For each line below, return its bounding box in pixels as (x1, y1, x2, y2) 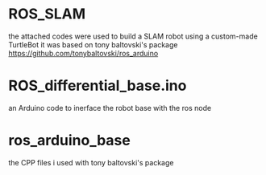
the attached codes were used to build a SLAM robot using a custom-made (8, 31, 258, 41)
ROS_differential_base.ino (8, 77, 187, 95)
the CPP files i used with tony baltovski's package (8, 157, 174, 167)
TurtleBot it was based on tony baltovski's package (8, 39, 178, 49)
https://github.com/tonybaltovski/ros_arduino (8, 48, 159, 58)
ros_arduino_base (8, 132, 131, 149)
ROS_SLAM (8, 5, 86, 23)
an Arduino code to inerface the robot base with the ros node (8, 103, 212, 112)
